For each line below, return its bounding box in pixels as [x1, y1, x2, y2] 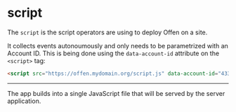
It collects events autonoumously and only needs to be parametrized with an [7, 41, 228, 50]
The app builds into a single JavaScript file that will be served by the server [7, 89, 225, 97]
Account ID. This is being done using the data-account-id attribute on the [7, 49, 220, 57]
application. [7, 97, 41, 105]
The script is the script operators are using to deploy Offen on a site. [7, 28, 208, 36]
